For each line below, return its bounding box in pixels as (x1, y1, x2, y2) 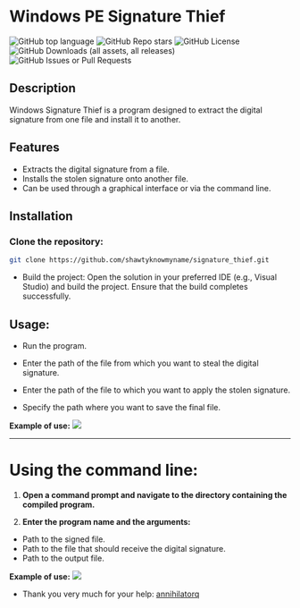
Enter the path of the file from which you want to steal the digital (21, 358, 259, 368)
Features (9, 140, 60, 156)
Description (9, 80, 76, 96)
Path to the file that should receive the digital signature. (21, 543, 226, 553)
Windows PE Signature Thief (9, 6, 226, 27)
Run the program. (21, 340, 87, 350)
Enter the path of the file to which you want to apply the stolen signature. (21, 384, 291, 395)
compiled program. (21, 499, 96, 510)
